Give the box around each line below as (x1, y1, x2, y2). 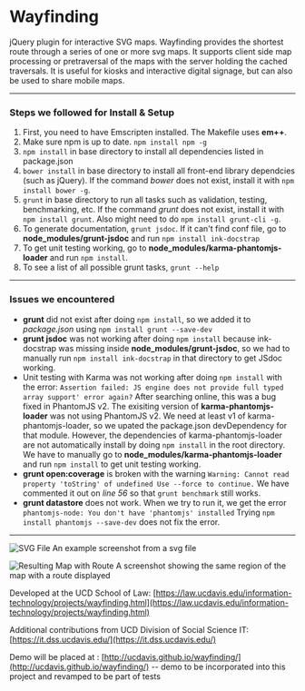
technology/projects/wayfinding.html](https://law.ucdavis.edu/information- (9, 597, 289, 607)
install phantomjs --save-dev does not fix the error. (22, 516, 221, 528)
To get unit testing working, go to (22, 242, 147, 253)
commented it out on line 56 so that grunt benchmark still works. (22, 488, 261, 499)
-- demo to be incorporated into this (151, 661, 286, 672)
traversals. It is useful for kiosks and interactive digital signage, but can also (9, 65, 293, 76)
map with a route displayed (9, 569, 111, 580)
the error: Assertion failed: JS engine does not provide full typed (22, 381, 284, 392)
